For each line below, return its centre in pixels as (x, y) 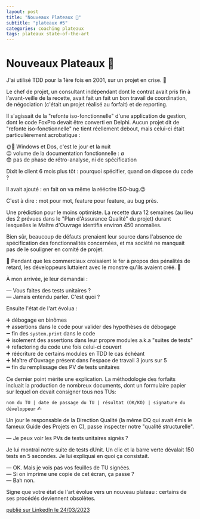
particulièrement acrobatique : (43, 135)
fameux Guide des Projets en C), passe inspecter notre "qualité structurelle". (100, 427)
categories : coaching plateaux (45, 28)
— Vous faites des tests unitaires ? (49, 291)
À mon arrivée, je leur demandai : (47, 279)
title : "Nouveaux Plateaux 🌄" (44, 17)
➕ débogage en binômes (37, 320)
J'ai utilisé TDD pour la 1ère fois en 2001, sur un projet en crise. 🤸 (87, 80)
